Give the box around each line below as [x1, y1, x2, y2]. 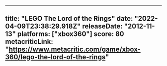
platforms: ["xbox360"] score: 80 [17, 30, 124, 38]
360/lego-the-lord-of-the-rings [5, 53, 106, 62]
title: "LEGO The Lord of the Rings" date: [5, 14, 133, 23]
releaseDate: [82, 22, 123, 31]
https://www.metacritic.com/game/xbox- [8, 45, 141, 54]
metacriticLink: [5, 37, 53, 46]
